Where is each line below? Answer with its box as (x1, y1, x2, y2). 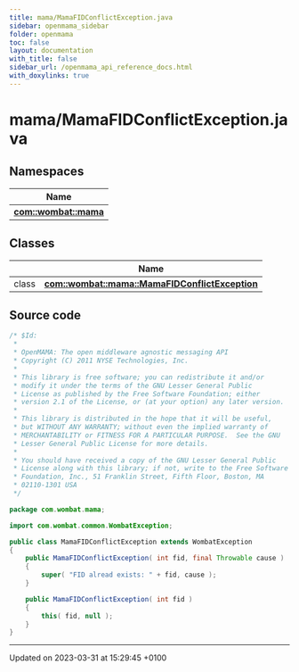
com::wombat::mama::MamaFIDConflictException (44, 278, 258, 290)
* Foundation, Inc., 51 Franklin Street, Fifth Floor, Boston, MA (12, 472, 265, 482)
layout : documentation (9, 46, 93, 55)
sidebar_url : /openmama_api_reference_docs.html (9, 63, 193, 72)
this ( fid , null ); (41, 611, 114, 620)
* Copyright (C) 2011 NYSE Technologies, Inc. (12, 356, 190, 365)
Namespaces (9, 164, 85, 179)
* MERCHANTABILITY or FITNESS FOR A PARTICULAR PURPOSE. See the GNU (12, 430, 280, 440)
